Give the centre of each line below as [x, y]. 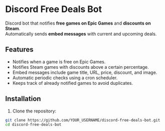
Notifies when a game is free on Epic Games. [59, 62]
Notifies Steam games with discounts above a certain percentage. [80, 67]
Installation [23, 99]
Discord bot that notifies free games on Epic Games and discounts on [78, 23]
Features [19, 49]
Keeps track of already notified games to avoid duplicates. [73, 83]
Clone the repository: [34, 111]
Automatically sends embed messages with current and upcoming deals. [81, 34]
